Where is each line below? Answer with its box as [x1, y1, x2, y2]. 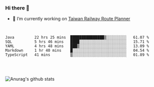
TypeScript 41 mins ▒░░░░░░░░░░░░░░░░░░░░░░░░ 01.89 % [5, 52, 149, 58]
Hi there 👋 [5, 4, 30, 11]
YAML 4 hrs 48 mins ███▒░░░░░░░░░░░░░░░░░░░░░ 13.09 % [5, 44, 149, 49]
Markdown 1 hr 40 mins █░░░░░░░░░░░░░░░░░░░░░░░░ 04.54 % [5, 48, 149, 53]
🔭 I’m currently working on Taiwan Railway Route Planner [12, 16, 130, 22]
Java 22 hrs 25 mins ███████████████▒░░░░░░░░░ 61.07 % [5, 35, 149, 40]
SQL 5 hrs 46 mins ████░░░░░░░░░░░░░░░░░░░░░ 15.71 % [5, 39, 149, 44]
